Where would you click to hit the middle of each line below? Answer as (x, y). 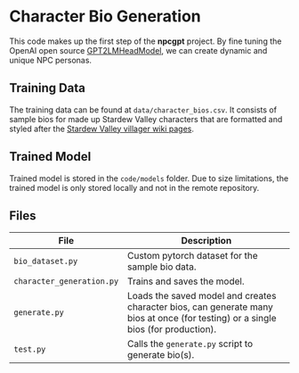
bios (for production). (172, 329)
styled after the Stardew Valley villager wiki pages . (101, 128)
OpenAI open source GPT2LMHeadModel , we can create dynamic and (138, 50)
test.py (30, 349)
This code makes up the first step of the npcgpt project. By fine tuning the (145, 41)
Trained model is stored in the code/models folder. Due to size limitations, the (149, 178)
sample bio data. (162, 267)
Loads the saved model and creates (202, 296)
